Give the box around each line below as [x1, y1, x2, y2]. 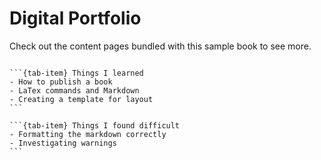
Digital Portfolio [9, 7, 142, 30]
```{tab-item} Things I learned [9, 68, 144, 78]
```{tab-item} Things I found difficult [9, 120, 181, 131]
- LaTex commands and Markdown [9, 85, 140, 96]
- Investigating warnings [9, 138, 117, 148]
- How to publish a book [9, 77, 113, 87]
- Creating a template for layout [9, 94, 154, 104]
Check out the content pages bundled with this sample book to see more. [9, 40, 312, 52]
